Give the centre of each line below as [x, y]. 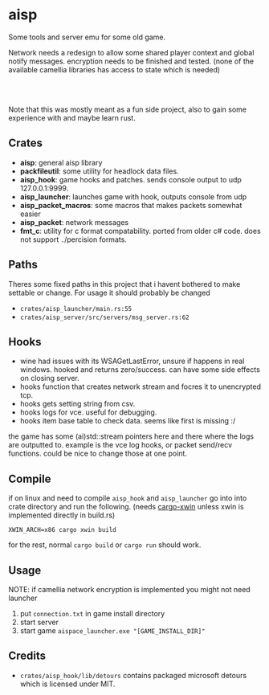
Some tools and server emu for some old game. [87, 37]
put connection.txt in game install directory [92, 613]
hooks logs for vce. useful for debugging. [88, 412]
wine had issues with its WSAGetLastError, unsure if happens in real [132, 361]
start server [39, 622]
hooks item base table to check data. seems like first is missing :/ [128, 421]
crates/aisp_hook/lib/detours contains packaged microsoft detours [133, 675]
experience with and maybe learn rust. [72, 117]
